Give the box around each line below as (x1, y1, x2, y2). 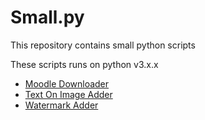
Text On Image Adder (24, 88, 113, 100)
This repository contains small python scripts (10, 39, 196, 51)
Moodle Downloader (24, 77, 110, 90)
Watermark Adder (24, 99, 99, 111)
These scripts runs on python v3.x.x (10, 58, 159, 70)
